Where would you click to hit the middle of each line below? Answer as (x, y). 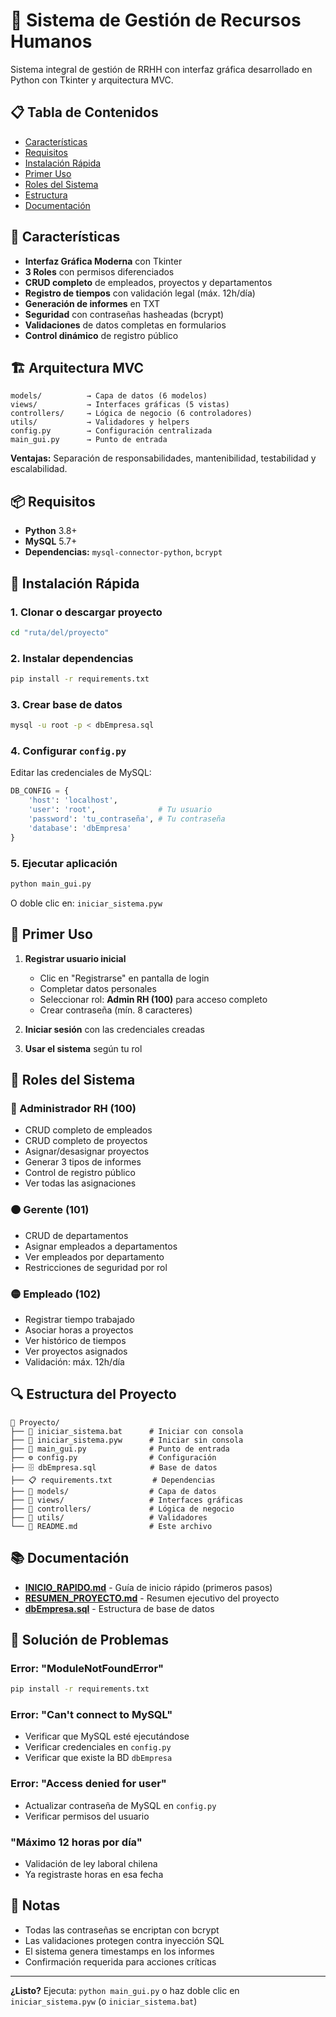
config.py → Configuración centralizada (111, 431)
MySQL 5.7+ (51, 541)
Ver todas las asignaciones (80, 1183)
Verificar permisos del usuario (87, 1816)
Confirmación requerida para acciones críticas (120, 1961)
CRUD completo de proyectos (86, 1141)
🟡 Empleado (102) (56, 1294)
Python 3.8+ (51, 531)
